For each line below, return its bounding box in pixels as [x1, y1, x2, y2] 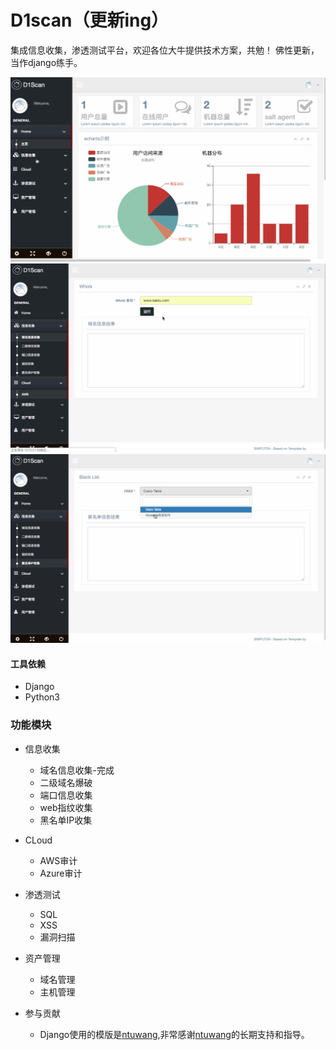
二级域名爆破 [39, 776, 93, 788]
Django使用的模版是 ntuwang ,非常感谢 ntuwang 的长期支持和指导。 [39, 1028, 310, 1040]
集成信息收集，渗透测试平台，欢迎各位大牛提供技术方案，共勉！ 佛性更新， [10, 44, 320, 56]
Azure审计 [39, 867, 83, 879]
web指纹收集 [39, 801, 93, 813]
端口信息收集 [39, 789, 93, 801]
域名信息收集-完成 [39, 764, 115, 776]
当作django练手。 [10, 56, 83, 68]
